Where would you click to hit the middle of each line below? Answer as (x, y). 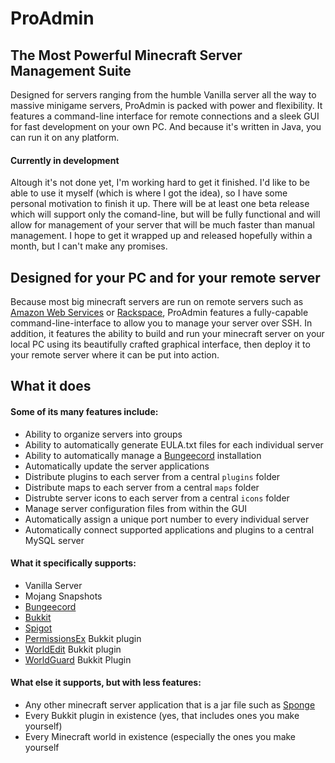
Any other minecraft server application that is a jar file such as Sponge (170, 705)
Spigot (38, 628)
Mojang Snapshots (63, 596)
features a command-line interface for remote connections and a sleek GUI (165, 116)
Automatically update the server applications (117, 466)
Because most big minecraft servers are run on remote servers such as (157, 302)
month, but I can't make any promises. (89, 246)
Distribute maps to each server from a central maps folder (142, 487)
